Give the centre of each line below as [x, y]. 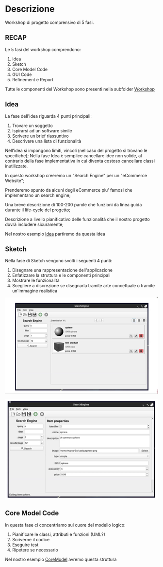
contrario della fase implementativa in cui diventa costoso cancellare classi [80, 161]
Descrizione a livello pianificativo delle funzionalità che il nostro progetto [78, 219]
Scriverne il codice [31, 539]
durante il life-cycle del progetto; [38, 210]
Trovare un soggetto [33, 126]
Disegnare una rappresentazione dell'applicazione [62, 270]
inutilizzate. [16, 166]
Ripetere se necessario [35, 550]
